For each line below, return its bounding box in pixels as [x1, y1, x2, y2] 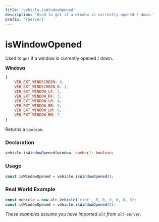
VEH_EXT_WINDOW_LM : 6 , [14, 108, 62, 113]
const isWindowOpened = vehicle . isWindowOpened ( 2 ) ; [5, 202, 116, 207]
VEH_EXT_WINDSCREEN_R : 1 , [14, 84, 69, 90]
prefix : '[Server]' [5, 17, 46, 22]
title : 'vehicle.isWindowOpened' [5, 7, 76, 13]
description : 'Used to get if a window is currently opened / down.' [5, 12, 155, 17]
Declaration [5, 139, 34, 146]
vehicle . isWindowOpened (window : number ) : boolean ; [5, 150, 114, 156]
